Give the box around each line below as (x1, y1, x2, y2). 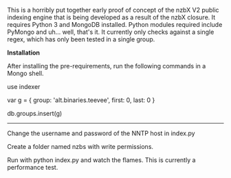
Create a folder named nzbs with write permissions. (7, 143, 153, 150)
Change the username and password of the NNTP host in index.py (7, 129, 195, 137)
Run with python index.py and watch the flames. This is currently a (7, 156, 196, 164)
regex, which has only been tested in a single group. (7, 35, 155, 43)
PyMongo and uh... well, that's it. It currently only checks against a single (7, 28, 214, 36)
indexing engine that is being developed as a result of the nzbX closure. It (7, 13, 216, 21)
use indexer (7, 83, 41, 90)
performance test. (7, 164, 58, 171)
